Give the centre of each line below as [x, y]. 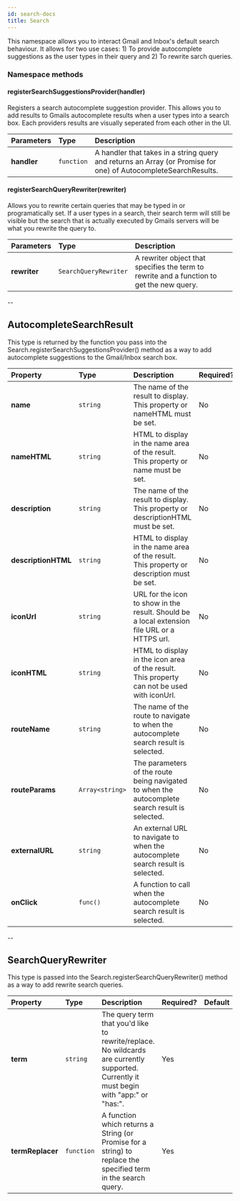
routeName [30, 729]
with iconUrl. [155, 695]
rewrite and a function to [176, 276]
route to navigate [162, 715]
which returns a [127, 1125]
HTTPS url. [151, 639]
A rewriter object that [170, 258]
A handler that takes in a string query [156, 152]
